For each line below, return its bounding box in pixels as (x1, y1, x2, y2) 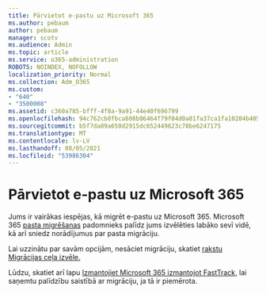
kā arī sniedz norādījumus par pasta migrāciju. (8, 229, 160, 239)
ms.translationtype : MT (8, 129, 87, 137)
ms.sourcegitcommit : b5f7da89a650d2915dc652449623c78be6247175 (8, 122, 222, 130)
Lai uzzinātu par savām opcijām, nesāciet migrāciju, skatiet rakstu (8, 244, 223, 254)
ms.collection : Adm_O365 (8, 78, 90, 86)
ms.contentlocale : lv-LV (8, 136, 90, 145)
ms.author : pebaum (8, 19, 69, 27)
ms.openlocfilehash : (8, 115, 77, 123)
